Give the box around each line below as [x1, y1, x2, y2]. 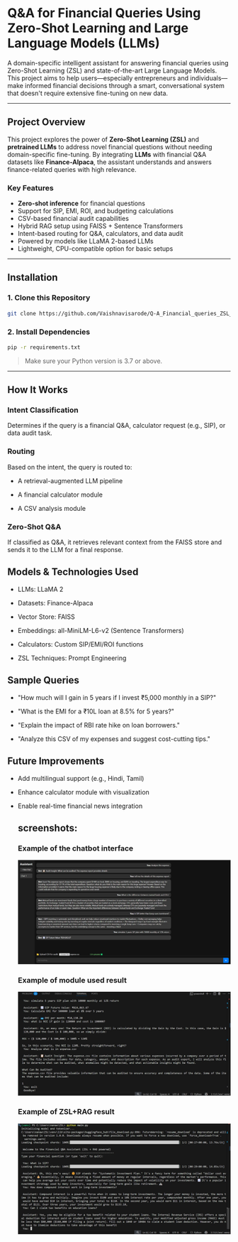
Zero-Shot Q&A [7, 522, 62, 531]
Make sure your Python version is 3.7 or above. [24, 357, 163, 365]
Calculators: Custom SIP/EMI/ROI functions [17, 639, 144, 648]
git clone [7, 310, 37, 317]
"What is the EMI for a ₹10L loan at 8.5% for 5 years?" [17, 707, 175, 715]
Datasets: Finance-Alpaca [17, 598, 93, 607]
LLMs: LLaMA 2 [17, 585, 64, 593]
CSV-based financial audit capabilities [17, 215, 130, 223]
